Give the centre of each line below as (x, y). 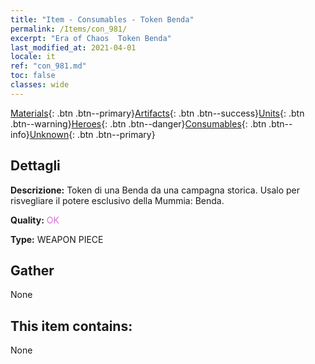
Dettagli (35, 166)
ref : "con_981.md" (48, 66)
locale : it (33, 57)
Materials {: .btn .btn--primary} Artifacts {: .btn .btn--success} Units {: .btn (157, 113)
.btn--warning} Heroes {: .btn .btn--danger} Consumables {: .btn (138, 123)
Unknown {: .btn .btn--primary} (92, 134)
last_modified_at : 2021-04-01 (73, 47)
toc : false (33, 76)
